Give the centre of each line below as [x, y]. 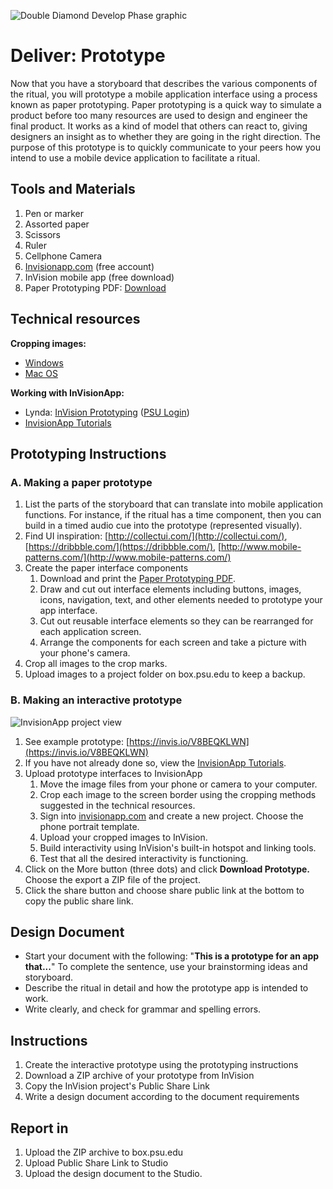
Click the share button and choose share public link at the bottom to [164, 890]
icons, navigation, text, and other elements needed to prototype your [181, 600]
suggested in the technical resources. [117, 805]
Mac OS [41, 373]
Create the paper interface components [106, 568]
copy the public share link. [79, 901]
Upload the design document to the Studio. [113, 1173]
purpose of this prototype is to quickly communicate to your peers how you [166, 147]
